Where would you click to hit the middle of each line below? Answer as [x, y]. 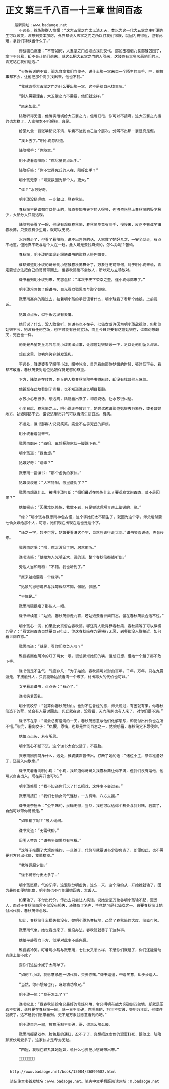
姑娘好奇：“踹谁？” [36, 463]
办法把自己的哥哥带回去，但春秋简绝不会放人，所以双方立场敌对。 [75, 270]
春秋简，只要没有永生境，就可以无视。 [39, 230]
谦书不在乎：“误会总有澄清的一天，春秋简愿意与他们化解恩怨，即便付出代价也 [87, 721]
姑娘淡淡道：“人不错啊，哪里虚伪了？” [53, 483]
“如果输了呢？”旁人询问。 [42, 821]
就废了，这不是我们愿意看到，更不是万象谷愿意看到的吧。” [56, 1015]
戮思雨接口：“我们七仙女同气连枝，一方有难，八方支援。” [69, 796]
